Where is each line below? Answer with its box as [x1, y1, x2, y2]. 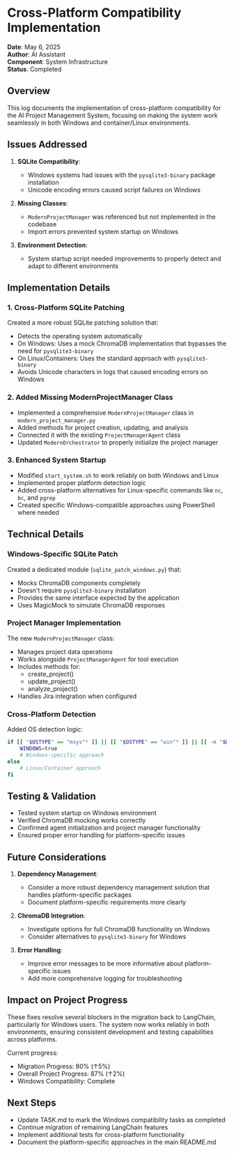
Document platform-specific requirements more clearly [27, 898, 187, 906]
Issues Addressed [7, 139, 88, 150]
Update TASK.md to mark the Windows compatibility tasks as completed [17, 1115, 226, 1124]
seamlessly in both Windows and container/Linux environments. [7, 118, 191, 127]
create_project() [27, 670, 75, 678]
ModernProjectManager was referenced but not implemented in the [27, 212, 216, 221]
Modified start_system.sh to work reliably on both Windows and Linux [17, 471, 219, 479]
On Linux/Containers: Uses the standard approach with [17, 354, 175, 363]
